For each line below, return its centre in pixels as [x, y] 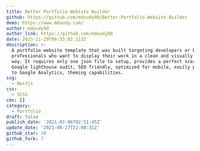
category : [18, 106]
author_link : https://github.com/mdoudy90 [60, 34]
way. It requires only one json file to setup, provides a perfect [97, 61]
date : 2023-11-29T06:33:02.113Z [46, 39]
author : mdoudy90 [28, 28]
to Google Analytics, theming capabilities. [68, 73]
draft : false [22, 117]
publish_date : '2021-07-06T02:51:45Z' [54, 122]
